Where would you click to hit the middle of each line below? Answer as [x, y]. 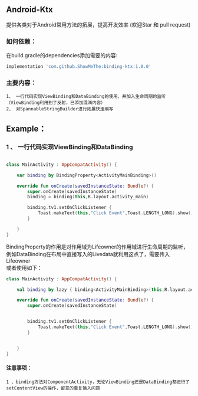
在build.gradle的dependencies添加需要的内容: [62, 55]
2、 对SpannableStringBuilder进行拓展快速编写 [60, 109]
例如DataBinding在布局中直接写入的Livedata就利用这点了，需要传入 [88, 254]
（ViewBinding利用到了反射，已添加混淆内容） [56, 103]
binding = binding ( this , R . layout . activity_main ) [88, 197]
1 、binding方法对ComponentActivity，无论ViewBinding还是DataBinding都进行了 [98, 382]
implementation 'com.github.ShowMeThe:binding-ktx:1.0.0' [79, 67]
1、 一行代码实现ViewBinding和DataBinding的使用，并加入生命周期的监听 [86, 97]
